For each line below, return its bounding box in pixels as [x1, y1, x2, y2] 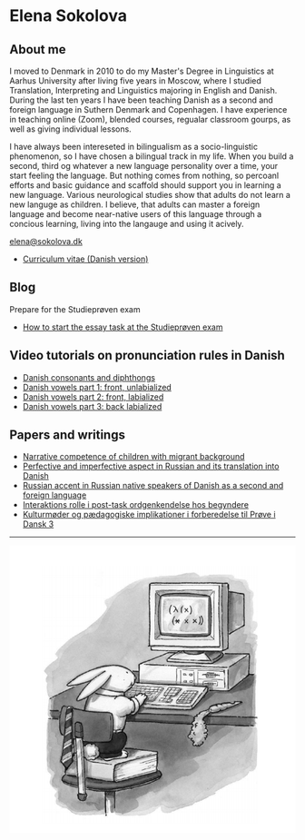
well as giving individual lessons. [9, 124, 132, 134]
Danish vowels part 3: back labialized [22, 400, 162, 411]
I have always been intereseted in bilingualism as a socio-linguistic [9, 142, 259, 152]
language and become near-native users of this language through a [9, 209, 262, 219]
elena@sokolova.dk [9, 236, 84, 246]
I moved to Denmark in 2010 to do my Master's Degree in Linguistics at [9, 65, 274, 76]
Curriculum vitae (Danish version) [22, 253, 149, 264]
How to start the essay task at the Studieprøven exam [22, 321, 223, 332]
